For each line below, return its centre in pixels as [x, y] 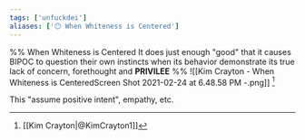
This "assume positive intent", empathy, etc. [92, 99]
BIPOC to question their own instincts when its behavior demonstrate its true [152, 61]
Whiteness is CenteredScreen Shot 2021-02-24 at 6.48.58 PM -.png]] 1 [142, 81]
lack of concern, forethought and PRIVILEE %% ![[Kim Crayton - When [142, 71]
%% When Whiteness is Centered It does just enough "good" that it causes [151, 51]
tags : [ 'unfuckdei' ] [49, 18]
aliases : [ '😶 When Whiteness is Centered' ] [94, 26]
